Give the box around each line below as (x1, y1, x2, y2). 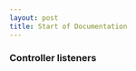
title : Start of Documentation (9, 22, 128, 31)
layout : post (9, 13, 59, 23)
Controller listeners (9, 52, 97, 65)
